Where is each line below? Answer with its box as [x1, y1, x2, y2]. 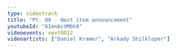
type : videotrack [7, 10, 58, 17]
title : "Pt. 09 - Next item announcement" [7, 17, 133, 23]
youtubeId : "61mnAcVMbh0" [7, 23, 82, 30]
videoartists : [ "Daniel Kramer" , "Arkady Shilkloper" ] [7, 36, 170, 43]
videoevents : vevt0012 [7, 29, 73, 36]
